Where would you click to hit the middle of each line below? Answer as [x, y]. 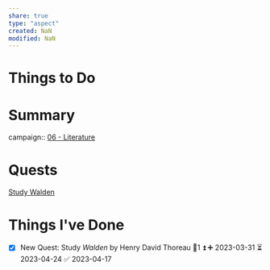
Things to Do [52, 78]
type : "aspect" [34, 23]
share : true [28, 16]
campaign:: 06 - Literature [52, 137]
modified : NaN [32, 38]
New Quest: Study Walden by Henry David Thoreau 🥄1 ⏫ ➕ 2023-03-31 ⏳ [141, 247]
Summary [42, 115]
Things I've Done [66, 224]
